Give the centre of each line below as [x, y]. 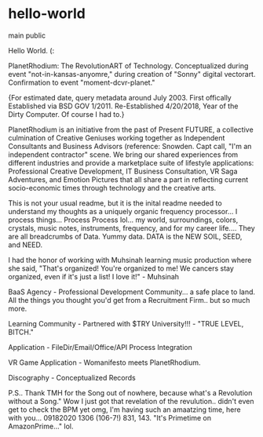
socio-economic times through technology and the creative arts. [112, 188]
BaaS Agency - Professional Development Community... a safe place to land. [132, 292]
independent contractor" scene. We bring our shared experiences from [123, 155]
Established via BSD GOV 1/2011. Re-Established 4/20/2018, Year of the [123, 106]
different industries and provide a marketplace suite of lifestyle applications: [131, 162]
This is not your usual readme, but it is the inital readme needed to [115, 203]
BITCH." [21, 332]
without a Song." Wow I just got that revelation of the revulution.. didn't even [131, 401]
